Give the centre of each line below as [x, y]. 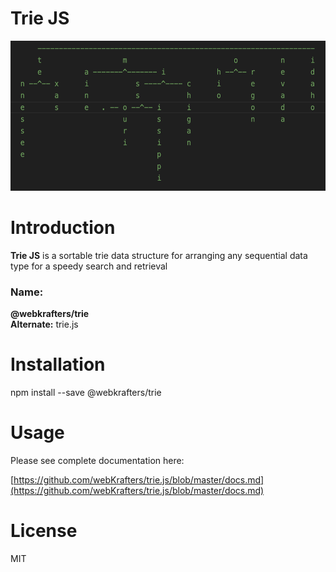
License [44, 531]
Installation [58, 364]
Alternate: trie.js [44, 324]
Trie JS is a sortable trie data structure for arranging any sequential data [159, 255]
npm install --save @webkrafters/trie [86, 393]
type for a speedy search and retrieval [89, 266]
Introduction [63, 228]
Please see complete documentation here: [97, 461]
